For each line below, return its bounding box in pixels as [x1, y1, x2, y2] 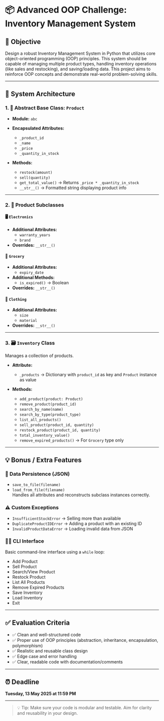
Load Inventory [12, 594, 43, 600]
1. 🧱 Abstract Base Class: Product [5, 105, 84, 111]
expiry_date [19, 270, 44, 276]
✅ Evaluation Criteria [5, 619, 70, 627]
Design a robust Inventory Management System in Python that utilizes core [5, 50, 156, 56]
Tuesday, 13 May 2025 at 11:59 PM [5, 691, 77, 697]
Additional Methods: [12, 275, 55, 280]
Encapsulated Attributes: [12, 125, 64, 131]
